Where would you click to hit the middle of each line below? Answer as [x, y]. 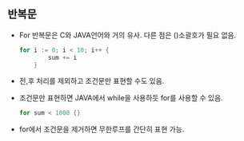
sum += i [63, 57]
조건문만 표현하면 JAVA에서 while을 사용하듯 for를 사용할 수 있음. [121, 98]
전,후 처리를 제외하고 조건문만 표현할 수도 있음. [92, 81]
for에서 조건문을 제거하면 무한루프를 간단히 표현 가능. [102, 129]
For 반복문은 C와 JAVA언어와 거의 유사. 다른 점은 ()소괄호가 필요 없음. [128, 35]
